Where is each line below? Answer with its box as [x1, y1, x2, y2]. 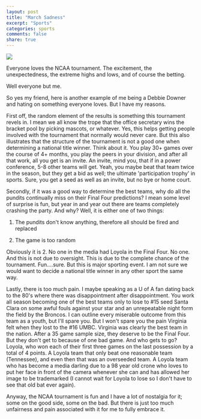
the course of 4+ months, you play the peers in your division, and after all [6, 151, 188, 158]
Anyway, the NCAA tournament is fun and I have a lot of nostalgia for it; [6, 393, 183, 400]
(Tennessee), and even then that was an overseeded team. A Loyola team [6, 356, 188, 362]
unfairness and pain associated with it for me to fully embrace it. [6, 406, 166, 412]
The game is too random [14, 237, 76, 243]
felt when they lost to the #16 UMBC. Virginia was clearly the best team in [6, 324, 188, 331]
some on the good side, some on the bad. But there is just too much [6, 399, 174, 406]
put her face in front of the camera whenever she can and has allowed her [6, 369, 190, 376]
